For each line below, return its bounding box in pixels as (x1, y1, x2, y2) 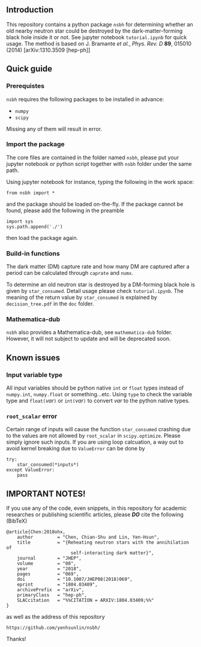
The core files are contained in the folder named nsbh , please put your (6, 153, 179, 161)
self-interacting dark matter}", (70, 550, 154, 556)
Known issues (6, 352, 61, 363)
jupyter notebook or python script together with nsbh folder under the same (6, 160, 192, 167)
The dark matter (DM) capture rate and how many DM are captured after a (6, 263, 190, 270)
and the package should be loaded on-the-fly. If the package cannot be (6, 200, 184, 207)
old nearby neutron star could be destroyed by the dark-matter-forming (6, 27, 183, 34)
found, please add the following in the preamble (6, 207, 125, 214)
